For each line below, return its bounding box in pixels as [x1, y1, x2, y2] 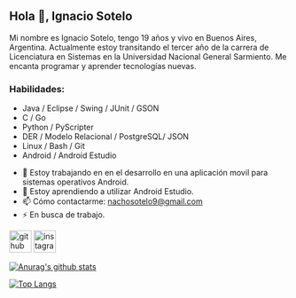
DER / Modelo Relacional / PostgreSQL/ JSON [21, 131, 189, 142]
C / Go [21, 113, 46, 123]
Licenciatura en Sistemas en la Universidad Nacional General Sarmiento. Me [9, 51, 287, 62]
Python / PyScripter [21, 122, 95, 133]
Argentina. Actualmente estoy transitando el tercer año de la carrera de [9, 42, 269, 52]
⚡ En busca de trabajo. [21, 209, 105, 220]
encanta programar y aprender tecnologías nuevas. [9, 60, 197, 71]
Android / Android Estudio [21, 150, 117, 161]
